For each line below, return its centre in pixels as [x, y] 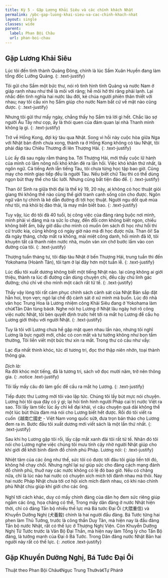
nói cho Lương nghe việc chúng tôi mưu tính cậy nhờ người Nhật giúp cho [81, 444]
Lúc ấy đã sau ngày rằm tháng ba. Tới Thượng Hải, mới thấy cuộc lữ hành [81, 158]
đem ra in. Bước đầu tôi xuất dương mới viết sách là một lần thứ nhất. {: [78, 424]
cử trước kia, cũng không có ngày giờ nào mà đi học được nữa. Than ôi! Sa [82, 231]
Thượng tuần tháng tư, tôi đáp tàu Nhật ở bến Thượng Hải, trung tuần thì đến [84, 256]
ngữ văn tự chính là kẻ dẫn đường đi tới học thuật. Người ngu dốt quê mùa [81, 200]
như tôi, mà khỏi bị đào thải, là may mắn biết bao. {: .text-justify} [71, 205]
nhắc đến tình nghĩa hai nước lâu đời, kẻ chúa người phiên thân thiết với [79, 96]
